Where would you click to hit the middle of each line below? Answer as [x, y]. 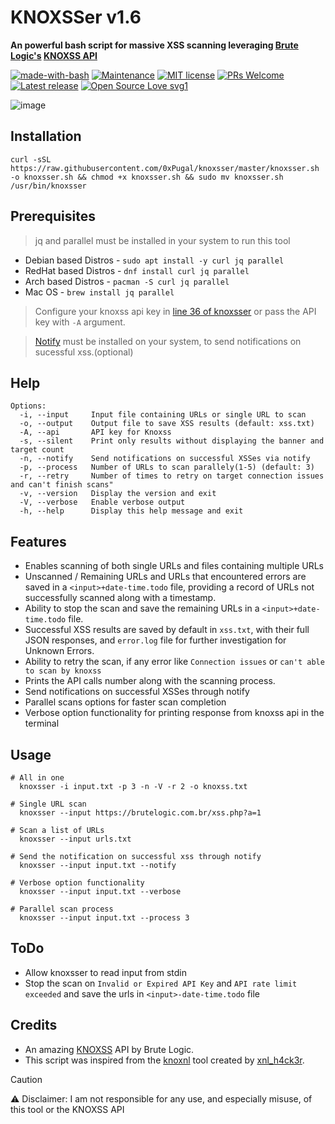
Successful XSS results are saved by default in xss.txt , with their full [167, 630]
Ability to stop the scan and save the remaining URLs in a [142, 608]
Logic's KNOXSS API [54, 55]
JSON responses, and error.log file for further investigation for [155, 640]
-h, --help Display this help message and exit [131, 511]
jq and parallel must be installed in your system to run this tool [162, 240]
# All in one [37, 778]
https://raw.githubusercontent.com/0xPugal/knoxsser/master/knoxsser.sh [165, 168]
